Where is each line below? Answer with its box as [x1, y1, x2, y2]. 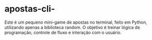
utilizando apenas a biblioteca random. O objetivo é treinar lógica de [4, 24, 140, 30]
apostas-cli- [4, 3, 55, 14]
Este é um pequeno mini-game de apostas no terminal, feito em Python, [4, 19, 148, 25]
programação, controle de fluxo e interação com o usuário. [4, 29, 122, 35]
